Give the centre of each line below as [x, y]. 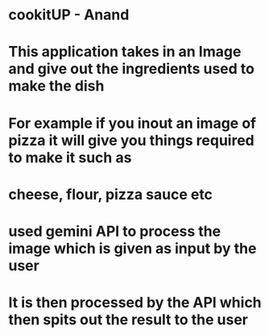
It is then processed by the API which [135, 302]
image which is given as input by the [132, 248]
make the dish [56, 86]
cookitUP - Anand [69, 15]
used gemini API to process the [115, 231]
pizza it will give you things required [132, 140]
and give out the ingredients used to [132, 69]
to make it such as [70, 157]
